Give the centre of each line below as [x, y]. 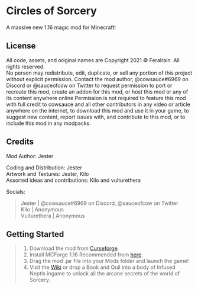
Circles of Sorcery [52, 11]
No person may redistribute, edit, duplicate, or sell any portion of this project [99, 73]
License [21, 46]
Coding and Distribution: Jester [44, 168]
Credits [20, 142]
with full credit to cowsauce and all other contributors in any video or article [98, 104]
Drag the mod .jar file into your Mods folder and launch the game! [109, 261]
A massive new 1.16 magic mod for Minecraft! [61, 27]
